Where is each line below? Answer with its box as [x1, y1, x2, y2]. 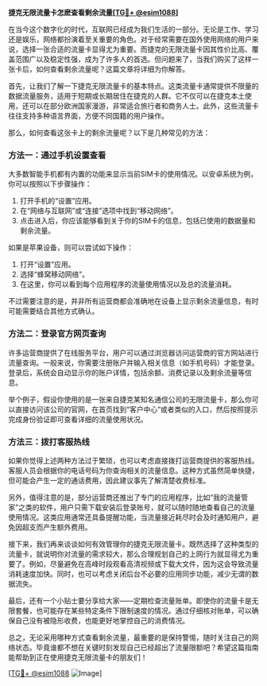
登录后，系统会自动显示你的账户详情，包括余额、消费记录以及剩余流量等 [8, 367, 245, 377]
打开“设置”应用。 [19, 260, 75, 269]
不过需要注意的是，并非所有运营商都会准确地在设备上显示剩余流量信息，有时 [8, 296, 259, 306]
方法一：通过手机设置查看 [8, 149, 106, 161]
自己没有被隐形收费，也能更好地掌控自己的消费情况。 [14, 615, 189, 625]
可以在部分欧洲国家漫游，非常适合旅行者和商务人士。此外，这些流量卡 [29, 101, 259, 110]
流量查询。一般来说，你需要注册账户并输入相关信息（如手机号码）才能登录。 [8, 358, 259, 367]
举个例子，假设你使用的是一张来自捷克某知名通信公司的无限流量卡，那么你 [8, 394, 252, 404]
